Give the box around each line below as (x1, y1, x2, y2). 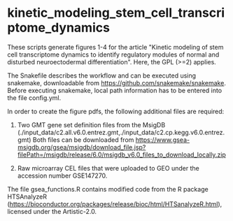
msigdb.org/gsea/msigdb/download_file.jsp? (17, 143, 146, 151)
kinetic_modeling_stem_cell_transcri (7, 5, 225, 21)
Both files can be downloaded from (32, 135, 134, 144)
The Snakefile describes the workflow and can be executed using (7, 71, 197, 80)
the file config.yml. (7, 93, 62, 102)
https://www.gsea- (135, 135, 190, 144)
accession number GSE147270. (17, 171, 108, 180)
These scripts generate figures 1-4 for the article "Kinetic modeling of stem (7, 43, 224, 51)
